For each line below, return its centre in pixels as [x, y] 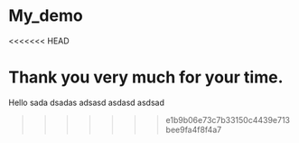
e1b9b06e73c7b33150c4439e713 [228, 119]
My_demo [46, 16]
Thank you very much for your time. [146, 77]
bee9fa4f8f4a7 [194, 129]
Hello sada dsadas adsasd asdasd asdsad [86, 102]
